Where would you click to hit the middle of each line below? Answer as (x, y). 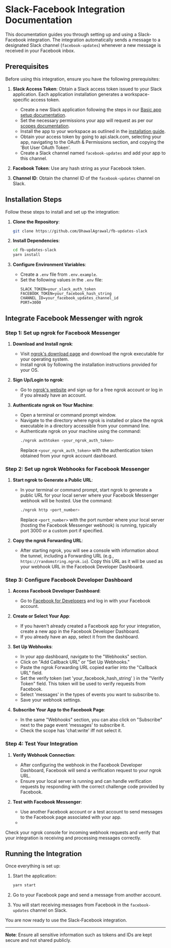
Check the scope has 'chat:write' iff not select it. (71, 731)
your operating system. (45, 359)
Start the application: (35, 876)
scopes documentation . (45, 125)
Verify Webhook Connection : (44, 755)
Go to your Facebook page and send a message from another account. (87, 895)
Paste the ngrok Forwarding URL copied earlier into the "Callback (89, 668)
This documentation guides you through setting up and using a (71, 34)
